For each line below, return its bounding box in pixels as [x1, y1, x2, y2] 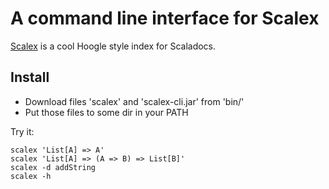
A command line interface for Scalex [10, 7, 320, 30]
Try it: [10, 125, 35, 137]
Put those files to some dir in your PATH [24, 106, 189, 118]
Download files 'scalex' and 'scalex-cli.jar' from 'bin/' [24, 95, 245, 107]
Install [10, 69, 50, 86]
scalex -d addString [10, 162, 97, 172]
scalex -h [10, 171, 52, 181]
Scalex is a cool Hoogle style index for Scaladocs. [10, 40, 217, 52]
